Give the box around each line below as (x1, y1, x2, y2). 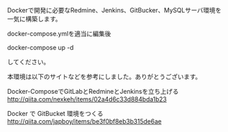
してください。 (7, 58, 50, 66)
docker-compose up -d (7, 44, 74, 51)
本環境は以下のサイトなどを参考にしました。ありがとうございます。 (7, 72, 202, 81)
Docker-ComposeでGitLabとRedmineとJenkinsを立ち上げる (7, 88, 179, 95)
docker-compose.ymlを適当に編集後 (7, 30, 111, 38)
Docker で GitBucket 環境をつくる (7, 110, 104, 117)
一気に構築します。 (7, 15, 62, 23)
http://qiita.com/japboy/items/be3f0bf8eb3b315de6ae (7, 117, 162, 125)
